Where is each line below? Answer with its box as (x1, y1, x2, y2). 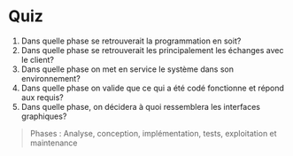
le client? (20, 54, 55, 65)
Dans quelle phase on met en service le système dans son (20, 64, 234, 74)
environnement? (20, 73, 81, 83)
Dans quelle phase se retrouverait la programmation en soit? (20, 35, 242, 46)
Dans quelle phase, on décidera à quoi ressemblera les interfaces (20, 101, 261, 112)
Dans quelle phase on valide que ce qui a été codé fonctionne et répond (20, 82, 285, 93)
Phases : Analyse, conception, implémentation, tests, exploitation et (29, 128, 277, 138)
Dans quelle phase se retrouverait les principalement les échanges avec (20, 44, 284, 55)
